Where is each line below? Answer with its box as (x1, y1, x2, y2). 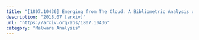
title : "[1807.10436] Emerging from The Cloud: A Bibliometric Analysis (6, 8, 190, 15)
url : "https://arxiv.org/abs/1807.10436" (6, 19, 110, 25)
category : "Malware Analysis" (6, 25, 81, 31)
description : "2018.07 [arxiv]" (6, 14, 86, 20)
